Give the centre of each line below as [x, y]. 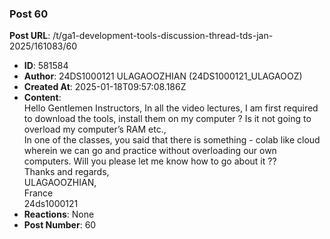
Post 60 [29, 14]
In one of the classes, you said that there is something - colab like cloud [172, 140]
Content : [42, 98]
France [38, 193]
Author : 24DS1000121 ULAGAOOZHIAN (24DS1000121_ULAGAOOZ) [163, 76]
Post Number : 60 [60, 225]
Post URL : [30, 36]
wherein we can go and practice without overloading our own [150, 151]
